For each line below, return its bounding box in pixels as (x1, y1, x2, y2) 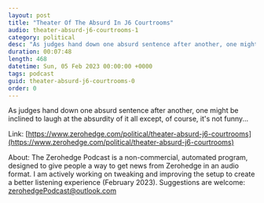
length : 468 (8, 56, 47, 63)
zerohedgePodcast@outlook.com (8, 186, 117, 196)
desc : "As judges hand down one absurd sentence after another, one (8, 41, 237, 49)
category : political (8, 33, 76, 42)
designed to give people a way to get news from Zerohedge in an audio (8, 161, 240, 171)
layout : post (8, 11, 51, 20)
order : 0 (8, 84, 37, 92)
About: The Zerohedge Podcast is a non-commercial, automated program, (8, 153, 248, 162)
